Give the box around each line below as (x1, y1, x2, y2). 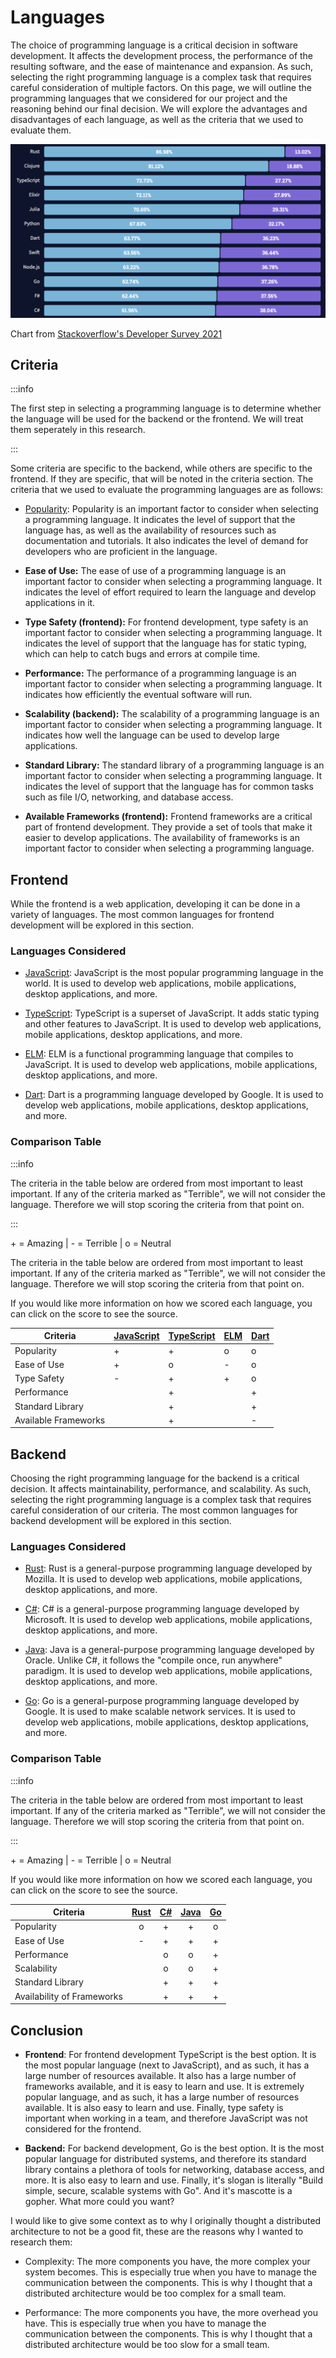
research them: (10, 2236, 73, 2248)
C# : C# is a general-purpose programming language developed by (24, 1603, 300, 1615)
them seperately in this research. (10, 424, 146, 436)
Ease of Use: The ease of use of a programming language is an (24, 565, 287, 577)
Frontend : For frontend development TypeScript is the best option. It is (24, 2048, 317, 2060)
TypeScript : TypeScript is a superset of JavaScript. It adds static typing (24, 1007, 320, 1020)
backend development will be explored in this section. (10, 1515, 232, 1527)
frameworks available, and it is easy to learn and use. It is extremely (24, 2080, 305, 2092)
